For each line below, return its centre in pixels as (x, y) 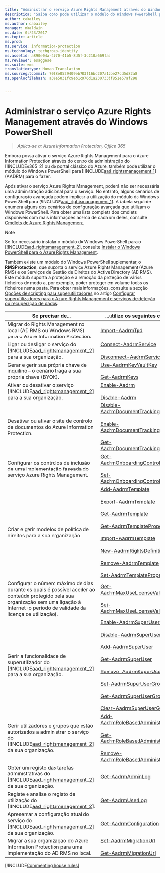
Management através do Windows (77, 122)
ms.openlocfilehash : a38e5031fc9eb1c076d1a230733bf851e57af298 (71, 78)
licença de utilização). (33, 614)
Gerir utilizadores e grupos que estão (50, 726)
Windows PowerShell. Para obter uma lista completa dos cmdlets (71, 212)
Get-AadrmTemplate (124, 514)
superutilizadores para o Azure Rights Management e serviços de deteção (80, 298)
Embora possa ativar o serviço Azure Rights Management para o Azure (77, 155)
